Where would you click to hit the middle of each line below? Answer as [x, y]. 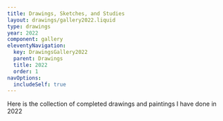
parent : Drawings [38, 59]
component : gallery [35, 39]
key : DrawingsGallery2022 [51, 53]
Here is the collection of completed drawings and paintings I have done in [112, 104]
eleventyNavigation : [37, 46]
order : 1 [26, 71]
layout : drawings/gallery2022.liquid [61, 20]
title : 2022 [31, 65]
